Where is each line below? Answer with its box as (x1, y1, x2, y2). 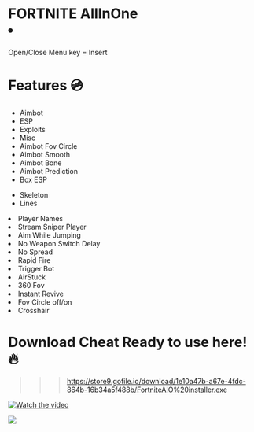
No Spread (18, 247, 53, 257)
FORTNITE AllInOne (8, 5, 138, 23)
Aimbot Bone (19, 158, 62, 168)
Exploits (19, 124, 46, 134)
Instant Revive (18, 289, 64, 298)
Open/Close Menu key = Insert (8, 47, 108, 57)
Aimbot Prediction (19, 166, 79, 175)
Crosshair (18, 305, 50, 315)
